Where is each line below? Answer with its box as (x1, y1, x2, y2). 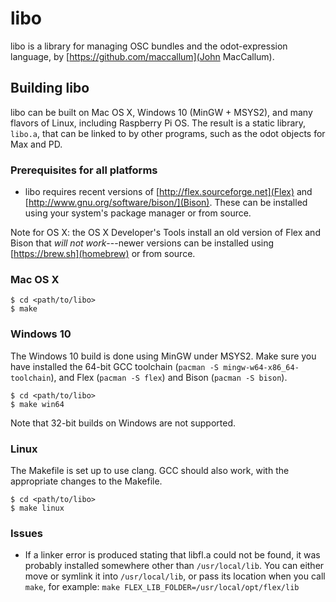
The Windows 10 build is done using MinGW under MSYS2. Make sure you (10, 350, 317, 362)
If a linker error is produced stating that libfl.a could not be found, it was (24, 549, 321, 561)
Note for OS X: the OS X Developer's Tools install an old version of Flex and (10, 227, 321, 239)
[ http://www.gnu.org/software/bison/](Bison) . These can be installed (24, 197, 308, 209)
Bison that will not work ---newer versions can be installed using (10, 237, 275, 249)
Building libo (10, 80, 90, 97)
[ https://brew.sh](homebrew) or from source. (10, 248, 196, 260)
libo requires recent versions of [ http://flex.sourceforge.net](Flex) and (24, 186, 313, 198)
